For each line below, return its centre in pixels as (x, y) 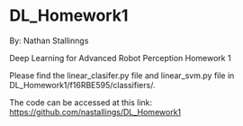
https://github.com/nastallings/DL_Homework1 (95, 112)
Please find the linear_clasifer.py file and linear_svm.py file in (122, 75)
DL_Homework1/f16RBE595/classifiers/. (82, 85)
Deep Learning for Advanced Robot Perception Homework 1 (120, 58)
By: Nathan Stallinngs (49, 40)
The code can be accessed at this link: (81, 102)
